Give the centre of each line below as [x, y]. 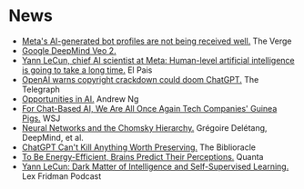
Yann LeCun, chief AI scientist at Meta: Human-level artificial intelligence [158, 60]
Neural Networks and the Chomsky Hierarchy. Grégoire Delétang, [144, 127]
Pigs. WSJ [41, 118]
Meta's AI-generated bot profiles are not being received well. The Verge [157, 41]
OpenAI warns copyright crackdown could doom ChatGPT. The [140, 79]
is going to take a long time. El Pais [87, 70]
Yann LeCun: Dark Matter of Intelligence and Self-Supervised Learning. [155, 166]
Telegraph [41, 89]
